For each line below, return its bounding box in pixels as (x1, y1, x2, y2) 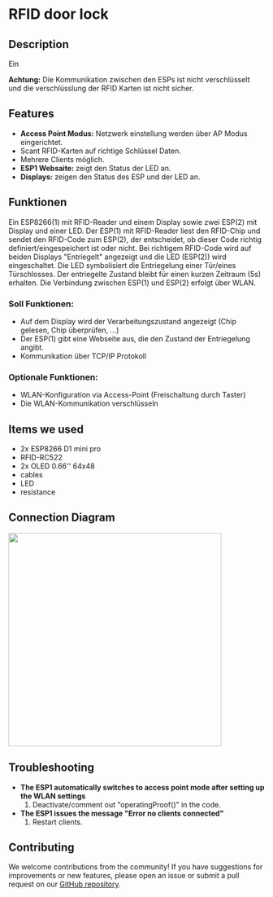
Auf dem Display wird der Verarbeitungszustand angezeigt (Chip (19, 316, 237, 326)
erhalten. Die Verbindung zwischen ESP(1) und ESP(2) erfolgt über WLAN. (8, 278, 256, 288)
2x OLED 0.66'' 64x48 (19, 461, 95, 471)
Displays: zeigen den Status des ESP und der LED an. (19, 172, 201, 182)
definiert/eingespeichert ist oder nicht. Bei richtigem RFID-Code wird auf (8, 243, 252, 253)
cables (19, 470, 43, 480)
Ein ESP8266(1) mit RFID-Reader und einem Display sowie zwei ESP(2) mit (8, 217, 258, 226)
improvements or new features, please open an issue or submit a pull (8, 871, 240, 881)
